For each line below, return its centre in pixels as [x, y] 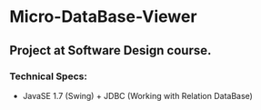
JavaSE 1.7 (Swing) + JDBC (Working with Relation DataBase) [137, 95]
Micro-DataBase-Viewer [103, 17]
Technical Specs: [49, 76]
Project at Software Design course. [110, 50]
